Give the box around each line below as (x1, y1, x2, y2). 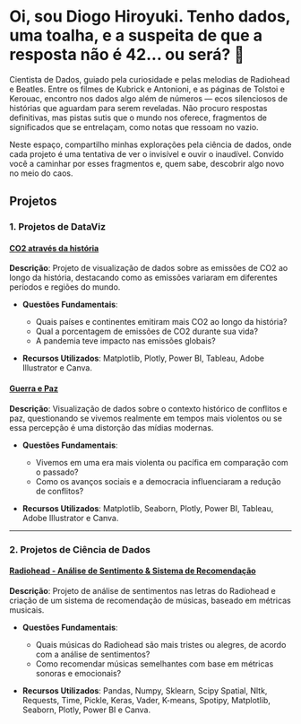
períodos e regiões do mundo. (9, 282, 121, 292)
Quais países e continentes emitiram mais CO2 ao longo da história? (35, 317, 288, 327)
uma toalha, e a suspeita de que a (9, 25, 262, 46)
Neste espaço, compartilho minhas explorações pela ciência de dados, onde (9, 139, 292, 150)
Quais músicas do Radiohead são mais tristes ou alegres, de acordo (35, 639, 287, 650)
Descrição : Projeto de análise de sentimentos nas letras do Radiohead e (9, 585, 276, 596)
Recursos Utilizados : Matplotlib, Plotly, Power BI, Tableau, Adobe (21, 353, 264, 364)
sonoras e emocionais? (35, 667, 122, 678)
